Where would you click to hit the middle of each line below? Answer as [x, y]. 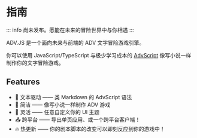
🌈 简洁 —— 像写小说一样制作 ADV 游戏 [63, 105]
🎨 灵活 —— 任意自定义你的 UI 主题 [57, 112]
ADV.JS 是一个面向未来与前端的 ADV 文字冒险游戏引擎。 [75, 42]
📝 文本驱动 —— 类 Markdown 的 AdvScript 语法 [73, 97]
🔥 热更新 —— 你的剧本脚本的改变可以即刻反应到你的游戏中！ [90, 128]
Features [23, 82]
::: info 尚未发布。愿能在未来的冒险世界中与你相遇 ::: [70, 30]
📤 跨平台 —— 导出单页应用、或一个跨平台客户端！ [78, 119]
